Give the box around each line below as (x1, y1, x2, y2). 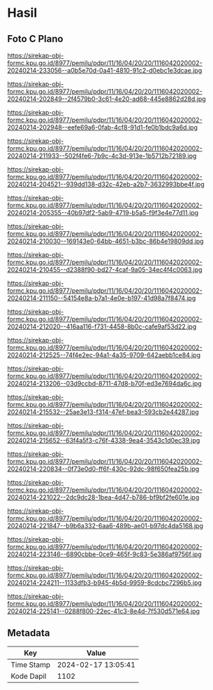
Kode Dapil (10, 671, 47, 681)
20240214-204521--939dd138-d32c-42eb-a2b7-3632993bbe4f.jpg (7, 180, 205, 188)
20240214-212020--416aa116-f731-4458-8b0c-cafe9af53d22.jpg (7, 322, 197, 331)
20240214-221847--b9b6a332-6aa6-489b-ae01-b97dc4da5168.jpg (7, 522, 204, 530)
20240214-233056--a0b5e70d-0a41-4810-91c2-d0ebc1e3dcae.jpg (7, 67, 203, 74)
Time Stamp (10, 660, 51, 670)
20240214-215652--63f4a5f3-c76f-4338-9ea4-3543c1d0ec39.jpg (7, 436, 200, 444)
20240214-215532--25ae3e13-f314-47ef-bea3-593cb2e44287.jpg (7, 408, 199, 416)
